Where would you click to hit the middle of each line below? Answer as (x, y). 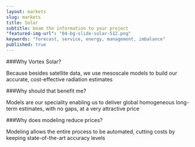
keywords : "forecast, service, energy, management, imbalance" (86, 39)
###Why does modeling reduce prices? (54, 120)
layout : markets (26, 12)
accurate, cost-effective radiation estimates (59, 79)
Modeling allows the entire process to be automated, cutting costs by (91, 132)
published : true (26, 45)
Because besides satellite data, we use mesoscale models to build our (92, 73)
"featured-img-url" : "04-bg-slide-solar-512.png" (69, 34)
